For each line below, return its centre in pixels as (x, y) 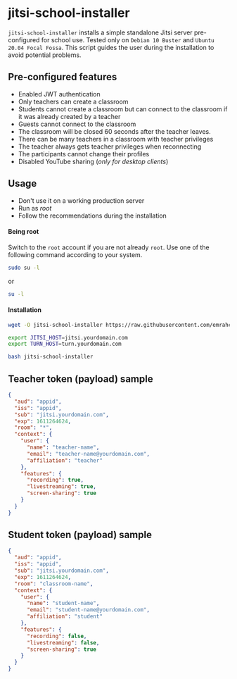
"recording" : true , (55, 480)
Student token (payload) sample (80, 535)
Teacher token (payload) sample (81, 379)
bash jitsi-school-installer (51, 357)
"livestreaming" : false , (63, 642)
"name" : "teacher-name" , (63, 448)
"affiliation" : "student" (64, 617)
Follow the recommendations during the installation (92, 216)
